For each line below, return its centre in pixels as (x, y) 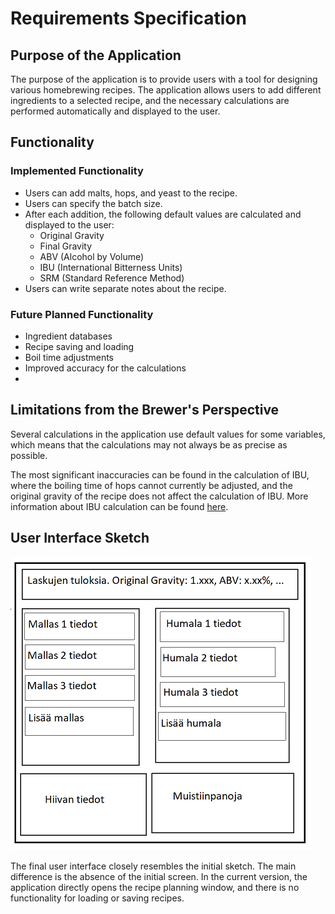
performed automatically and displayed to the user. (115, 111)
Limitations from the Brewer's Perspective (145, 410)
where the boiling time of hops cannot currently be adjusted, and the (151, 485)
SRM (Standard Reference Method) (112, 278)
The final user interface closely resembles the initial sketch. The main (153, 866)
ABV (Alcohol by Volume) (92, 256)
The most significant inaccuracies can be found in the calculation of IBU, (160, 474)
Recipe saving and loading (79, 346)
